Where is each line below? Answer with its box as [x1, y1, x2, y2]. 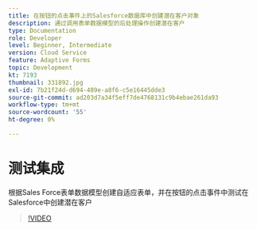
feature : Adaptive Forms [8, 57, 91, 65]
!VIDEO [27, 213, 52, 223]
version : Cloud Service [8, 49, 88, 57]
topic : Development [8, 64, 73, 72]
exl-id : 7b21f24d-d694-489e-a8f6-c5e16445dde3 [8, 85, 165, 94]
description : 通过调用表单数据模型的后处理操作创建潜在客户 [8, 19, 185, 27]
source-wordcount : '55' [8, 109, 88, 117]
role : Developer [8, 34, 62, 42]
